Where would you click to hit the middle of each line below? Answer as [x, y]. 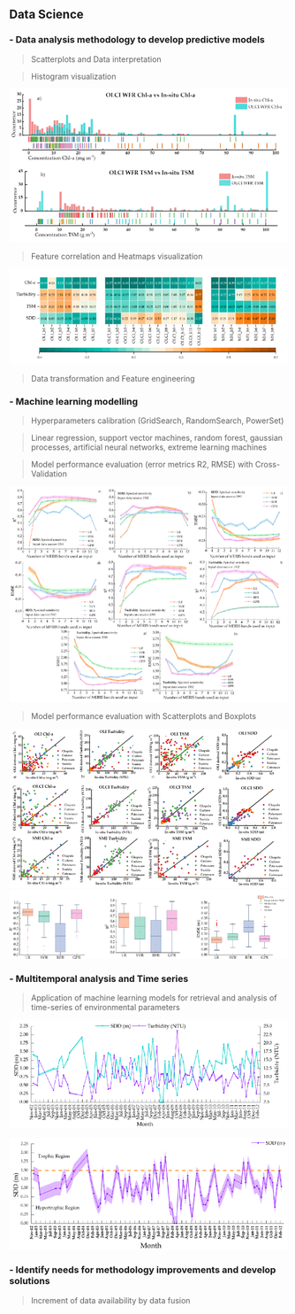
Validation [49, 474]
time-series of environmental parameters [106, 1008]
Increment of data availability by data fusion [110, 1300]
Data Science [46, 15]
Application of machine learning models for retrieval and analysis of [154, 998]
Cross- [268, 464]
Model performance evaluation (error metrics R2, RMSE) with [142, 464]
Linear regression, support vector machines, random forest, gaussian [157, 437]
